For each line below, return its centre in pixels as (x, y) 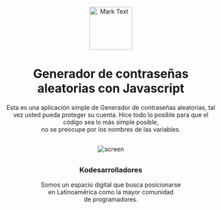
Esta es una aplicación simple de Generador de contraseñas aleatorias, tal (111, 107)
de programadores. (111, 200)
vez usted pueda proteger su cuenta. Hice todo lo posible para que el (111, 115)
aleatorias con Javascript (111, 89)
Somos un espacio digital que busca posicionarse (111, 185)
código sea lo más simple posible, (111, 122)
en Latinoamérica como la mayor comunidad (111, 192)
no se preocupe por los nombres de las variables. (111, 129)
